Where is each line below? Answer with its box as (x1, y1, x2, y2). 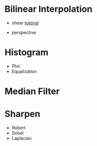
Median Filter (4, 86, 60, 97)
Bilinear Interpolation (4, 3, 93, 15)
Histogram (4, 47, 49, 58)
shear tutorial (11, 20, 39, 26)
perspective (11, 29, 36, 35)
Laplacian (11, 135, 32, 141)
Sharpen (4, 108, 40, 120)
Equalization (11, 68, 37, 74)
